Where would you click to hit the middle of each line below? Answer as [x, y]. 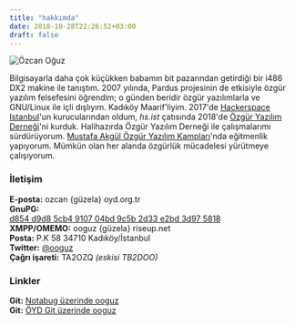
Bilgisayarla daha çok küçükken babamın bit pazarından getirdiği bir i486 [146, 78]
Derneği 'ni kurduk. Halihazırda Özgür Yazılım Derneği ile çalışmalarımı [140, 127]
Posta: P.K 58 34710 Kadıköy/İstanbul [80, 238]
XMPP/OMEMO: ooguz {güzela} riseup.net [90, 228]
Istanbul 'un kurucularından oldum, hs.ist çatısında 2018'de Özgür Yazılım [146, 117]
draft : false [34, 35]
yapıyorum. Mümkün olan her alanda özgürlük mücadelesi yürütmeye [139, 146]
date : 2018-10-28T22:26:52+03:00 [73, 26]
